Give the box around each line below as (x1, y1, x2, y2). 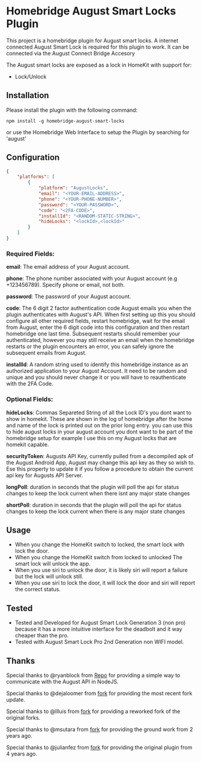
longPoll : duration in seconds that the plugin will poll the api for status (6, 483, 179, 491)
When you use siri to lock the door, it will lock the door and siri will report (14, 579, 195, 587)
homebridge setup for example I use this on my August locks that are (6, 434, 177, 441)
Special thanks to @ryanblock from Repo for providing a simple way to (6, 672, 181, 679)
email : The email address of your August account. (6, 263, 130, 271)
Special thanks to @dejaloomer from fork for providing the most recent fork (6, 690, 193, 697)
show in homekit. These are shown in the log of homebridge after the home (6, 415, 193, 422)
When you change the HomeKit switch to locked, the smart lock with (14, 541, 185, 548)
